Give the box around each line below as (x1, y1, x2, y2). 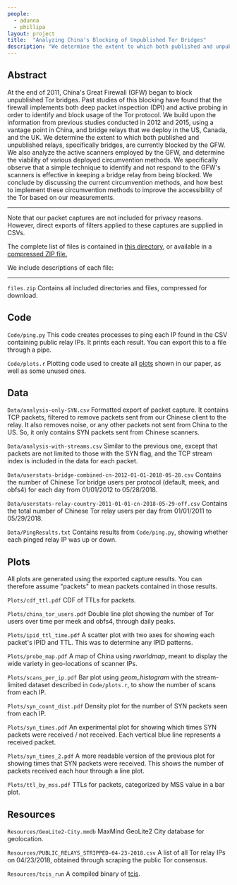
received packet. (7, 738, 56, 747)
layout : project (7, 30, 55, 37)
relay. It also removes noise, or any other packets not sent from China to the (7, 421, 228, 429)
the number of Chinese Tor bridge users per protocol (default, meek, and (7, 478, 220, 487)
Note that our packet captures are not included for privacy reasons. (7, 213, 203, 222)
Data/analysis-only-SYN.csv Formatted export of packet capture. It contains (7, 405, 229, 414)
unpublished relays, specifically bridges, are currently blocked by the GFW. (7, 141, 226, 149)
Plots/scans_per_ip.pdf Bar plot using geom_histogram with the (7, 673, 195, 682)
